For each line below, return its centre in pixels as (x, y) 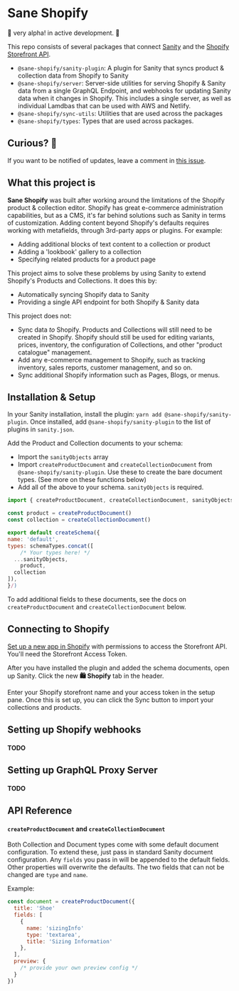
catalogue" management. (55, 352)
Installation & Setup (52, 397)
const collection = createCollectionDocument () (79, 520)
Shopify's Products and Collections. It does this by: (83, 280)
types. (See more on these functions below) (82, 480)
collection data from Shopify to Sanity (73, 75)
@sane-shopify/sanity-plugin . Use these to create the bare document (120, 472)
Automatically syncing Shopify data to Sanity (83, 294)
